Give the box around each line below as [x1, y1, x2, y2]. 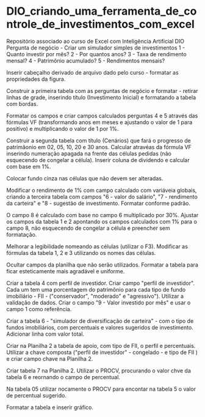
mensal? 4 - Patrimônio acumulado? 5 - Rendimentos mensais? [6, 57, 165, 64]
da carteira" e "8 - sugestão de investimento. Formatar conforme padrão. [6, 199, 191, 207]
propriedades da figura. [6, 75, 66, 83]
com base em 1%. [6, 163, 51, 170]
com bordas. [6, 100, 38, 108]
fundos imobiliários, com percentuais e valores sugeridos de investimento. [6, 323, 193, 331]
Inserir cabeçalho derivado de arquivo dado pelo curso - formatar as [6, 68, 179, 76]
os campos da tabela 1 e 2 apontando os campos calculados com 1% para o [6, 218, 197, 225]
